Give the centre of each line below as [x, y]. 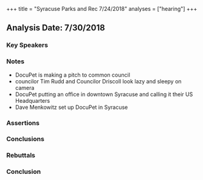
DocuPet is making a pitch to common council [73, 75]
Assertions [23, 123]
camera [25, 88]
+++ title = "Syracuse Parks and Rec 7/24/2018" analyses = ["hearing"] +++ [102, 9]
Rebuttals [21, 156]
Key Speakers [27, 45]
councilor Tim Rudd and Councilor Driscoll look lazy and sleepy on [98, 81]
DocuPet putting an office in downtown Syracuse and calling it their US [104, 94]
